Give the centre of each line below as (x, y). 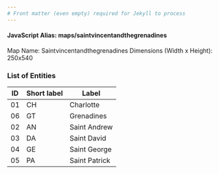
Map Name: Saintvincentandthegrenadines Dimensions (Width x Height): (110, 50)
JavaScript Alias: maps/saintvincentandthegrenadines (87, 36)
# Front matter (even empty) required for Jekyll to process (96, 13)
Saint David (88, 138)
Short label (45, 93)
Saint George (91, 149)
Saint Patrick (90, 160)
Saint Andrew (91, 127)
